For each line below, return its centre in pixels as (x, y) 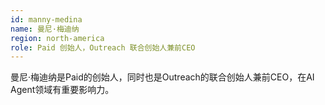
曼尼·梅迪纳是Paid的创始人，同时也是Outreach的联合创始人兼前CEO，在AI (162, 77)
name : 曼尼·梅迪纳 (45, 29)
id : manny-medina (46, 19)
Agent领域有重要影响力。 (62, 90)
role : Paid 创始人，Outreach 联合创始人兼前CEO (103, 47)
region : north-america (57, 38)
